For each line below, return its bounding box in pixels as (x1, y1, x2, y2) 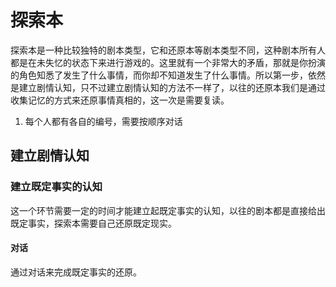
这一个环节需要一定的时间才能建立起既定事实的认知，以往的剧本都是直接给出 (10, 204, 326, 216)
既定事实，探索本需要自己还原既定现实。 (10, 217, 177, 229)
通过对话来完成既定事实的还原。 (10, 266, 142, 278)
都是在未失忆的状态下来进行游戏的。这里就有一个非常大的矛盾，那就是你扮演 (10, 56, 326, 68)
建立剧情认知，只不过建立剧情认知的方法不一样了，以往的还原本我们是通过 (18, 81, 326, 93)
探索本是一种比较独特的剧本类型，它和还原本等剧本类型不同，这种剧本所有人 (10, 44, 326, 56)
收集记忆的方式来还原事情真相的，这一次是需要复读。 (10, 94, 230, 106)
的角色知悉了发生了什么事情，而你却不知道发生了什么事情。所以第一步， (10, 69, 308, 81)
